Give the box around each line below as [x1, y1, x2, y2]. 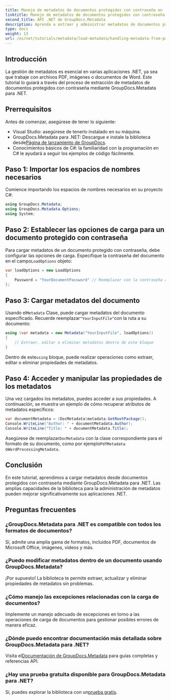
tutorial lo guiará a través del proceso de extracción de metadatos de [5, 79, 150, 85]
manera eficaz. [5, 622, 37, 628]
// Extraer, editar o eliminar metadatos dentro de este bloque [14, 340, 154, 345]
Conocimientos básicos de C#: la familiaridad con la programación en [12, 145, 159, 151]
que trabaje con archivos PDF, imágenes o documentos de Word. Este [5, 74, 152, 80]
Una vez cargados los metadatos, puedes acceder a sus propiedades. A [5, 395, 157, 402]
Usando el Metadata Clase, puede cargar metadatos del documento [5, 310, 145, 316]
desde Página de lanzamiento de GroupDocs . [12, 139, 107, 146]
